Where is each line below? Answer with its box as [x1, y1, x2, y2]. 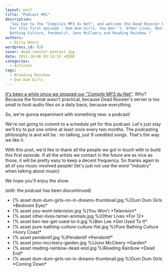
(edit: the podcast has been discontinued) [5, 187, 91, 193]
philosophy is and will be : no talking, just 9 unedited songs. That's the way [5, 131, 160, 138]
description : [5, 17, 32, 22]
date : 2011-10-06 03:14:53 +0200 [5, 54, 75, 59]
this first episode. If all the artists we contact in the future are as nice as [5, 152, 153, 158]
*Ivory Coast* [12, 229, 41, 235]
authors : [5, 36, 23, 41]
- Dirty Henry [9, 40, 39, 45]
